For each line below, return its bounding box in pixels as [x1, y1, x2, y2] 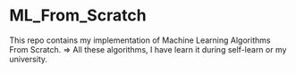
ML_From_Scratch [9, 5, 147, 26]
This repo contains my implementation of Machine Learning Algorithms [9, 35, 271, 45]
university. [9, 53, 47, 64]
